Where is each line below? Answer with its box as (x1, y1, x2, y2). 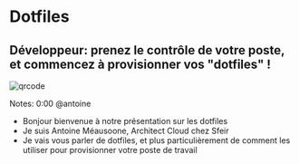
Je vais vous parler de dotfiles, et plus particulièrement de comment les (22, 135, 291, 146)
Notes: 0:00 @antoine (9, 98, 92, 109)
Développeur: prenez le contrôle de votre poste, (9, 43, 285, 58)
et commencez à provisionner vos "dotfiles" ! (9, 56, 272, 72)
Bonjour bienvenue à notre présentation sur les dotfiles (22, 116, 228, 126)
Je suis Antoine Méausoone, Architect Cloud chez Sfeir (22, 125, 229, 136)
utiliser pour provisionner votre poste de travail (22, 145, 198, 155)
